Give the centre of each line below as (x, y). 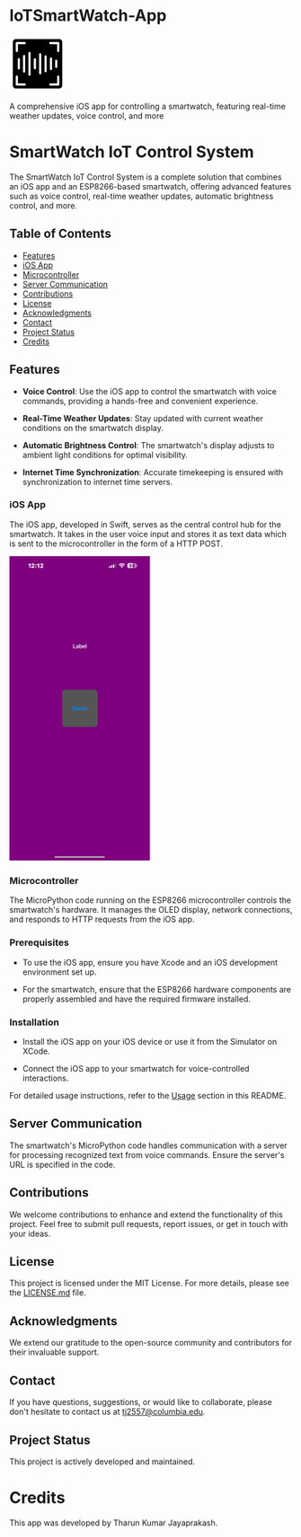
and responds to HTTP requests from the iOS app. (102, 919)
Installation (35, 1022)
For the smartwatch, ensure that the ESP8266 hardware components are (157, 989)
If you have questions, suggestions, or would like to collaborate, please (141, 1402)
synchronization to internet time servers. (97, 481)
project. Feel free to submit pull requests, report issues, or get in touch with (149, 1223)
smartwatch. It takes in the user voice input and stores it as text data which (148, 534)
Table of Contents (61, 234)
